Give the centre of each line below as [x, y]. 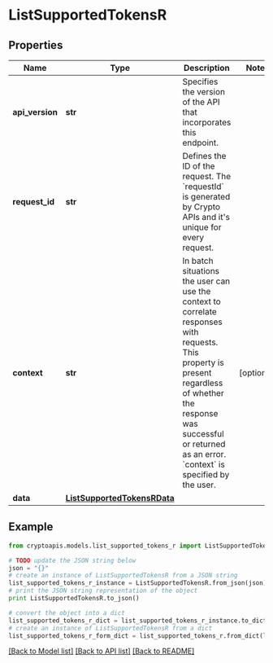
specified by [206, 474]
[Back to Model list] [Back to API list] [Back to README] [102, 651]
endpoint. [201, 143]
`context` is [204, 464]
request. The [207, 176]
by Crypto [201, 207]
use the [197, 291]
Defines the [204, 156]
